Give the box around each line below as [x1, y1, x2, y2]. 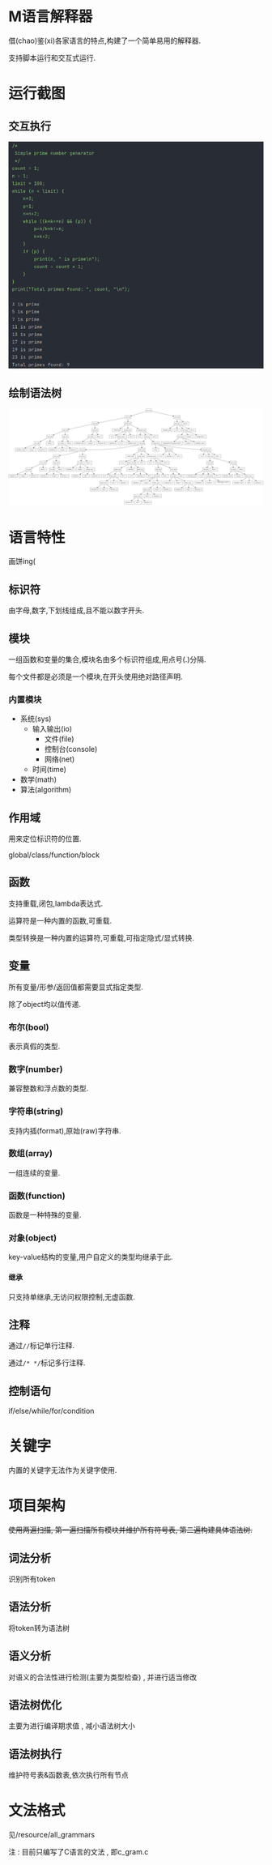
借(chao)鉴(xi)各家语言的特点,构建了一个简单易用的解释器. [8, 36, 202, 45]
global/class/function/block [8, 850, 100, 860]
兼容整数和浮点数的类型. [8, 1083, 89, 1094]
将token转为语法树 [8, 1623, 70, 1632]
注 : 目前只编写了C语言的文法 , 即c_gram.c [8, 1847, 149, 1857]
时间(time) [32, 765, 67, 775]
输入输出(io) [32, 724, 73, 734]
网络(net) [44, 754, 75, 764]
